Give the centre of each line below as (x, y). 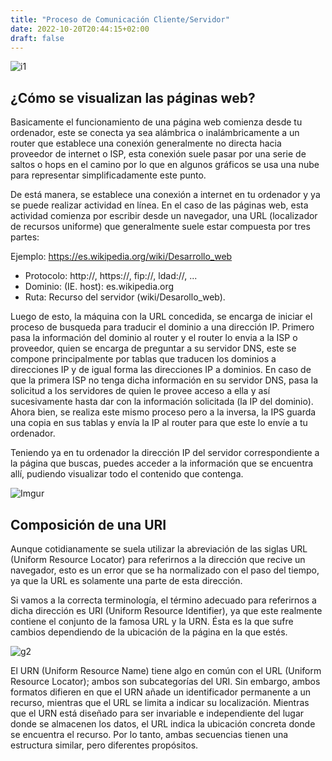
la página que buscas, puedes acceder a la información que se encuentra (162, 463)
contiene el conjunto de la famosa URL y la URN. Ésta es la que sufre (152, 621)
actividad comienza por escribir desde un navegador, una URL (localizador (164, 216)
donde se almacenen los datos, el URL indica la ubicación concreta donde (163, 724)
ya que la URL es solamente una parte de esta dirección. (126, 580)
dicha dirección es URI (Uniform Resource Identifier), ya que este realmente (166, 610)
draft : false (37, 38)
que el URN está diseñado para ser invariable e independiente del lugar (157, 713)
